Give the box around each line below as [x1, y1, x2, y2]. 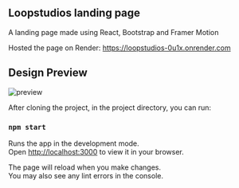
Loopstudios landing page [8, 6, 141, 20]
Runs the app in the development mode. [8, 139, 139, 148]
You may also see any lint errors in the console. [8, 170, 163, 180]
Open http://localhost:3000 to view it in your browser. [8, 147, 185, 156]
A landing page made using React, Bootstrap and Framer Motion [8, 27, 219, 37]
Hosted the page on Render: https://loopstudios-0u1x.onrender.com [8, 43, 231, 53]
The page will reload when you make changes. [8, 163, 162, 172]
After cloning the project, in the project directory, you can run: [8, 103, 212, 112]
